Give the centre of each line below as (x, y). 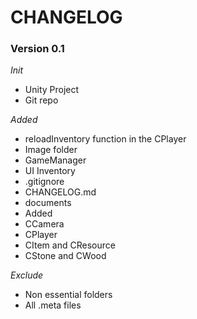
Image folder (51, 150)
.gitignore (44, 182)
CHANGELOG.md (60, 192)
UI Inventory (50, 171)
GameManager (55, 160)
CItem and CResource (70, 245)
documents (48, 203)
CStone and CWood (65, 256)
